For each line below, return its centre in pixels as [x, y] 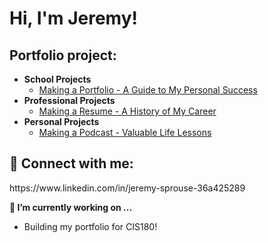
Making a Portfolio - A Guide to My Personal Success [148, 90]
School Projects [57, 79]
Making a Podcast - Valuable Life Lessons [125, 132]
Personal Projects [61, 121]
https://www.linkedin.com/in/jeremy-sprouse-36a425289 [127, 188]
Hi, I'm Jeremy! [73, 18]
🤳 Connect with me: [71, 163]
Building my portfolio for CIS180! [90, 226]
